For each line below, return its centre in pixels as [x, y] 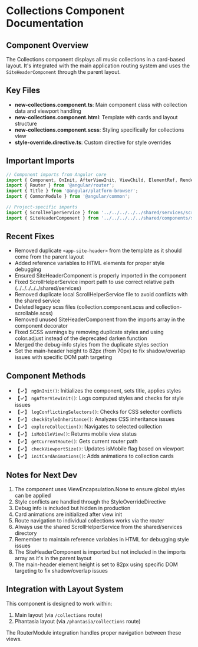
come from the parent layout [49, 257]
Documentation [45, 23]
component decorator [41, 326]
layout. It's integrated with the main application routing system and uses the [98, 66]
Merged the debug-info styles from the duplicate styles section [92, 345]
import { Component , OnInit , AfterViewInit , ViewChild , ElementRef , [92, 180]
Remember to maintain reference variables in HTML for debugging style [102, 540]
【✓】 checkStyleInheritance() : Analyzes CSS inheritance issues [95, 419]
